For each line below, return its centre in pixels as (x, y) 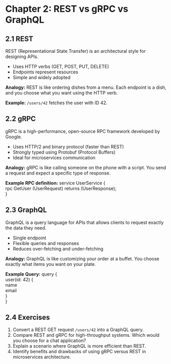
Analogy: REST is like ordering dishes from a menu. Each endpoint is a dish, (86, 87)
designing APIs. (22, 56)
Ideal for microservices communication (54, 158)
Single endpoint (29, 238)
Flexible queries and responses (46, 243)
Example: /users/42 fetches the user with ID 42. (56, 103)
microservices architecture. (42, 357)
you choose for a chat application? (49, 341)
